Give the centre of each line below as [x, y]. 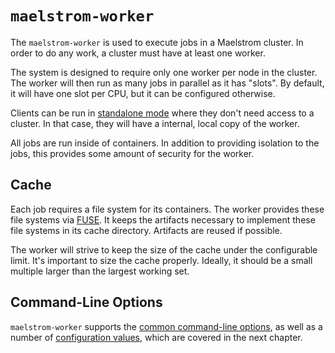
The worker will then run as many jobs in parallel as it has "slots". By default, [167, 83]
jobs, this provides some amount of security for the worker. [132, 153]
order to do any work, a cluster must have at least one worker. [138, 53]
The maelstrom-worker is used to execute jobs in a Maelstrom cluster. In [157, 42]
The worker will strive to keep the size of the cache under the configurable [164, 249]
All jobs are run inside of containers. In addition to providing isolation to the [165, 143]
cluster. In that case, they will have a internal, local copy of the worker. [155, 123]
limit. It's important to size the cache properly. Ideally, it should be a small [161, 260]
